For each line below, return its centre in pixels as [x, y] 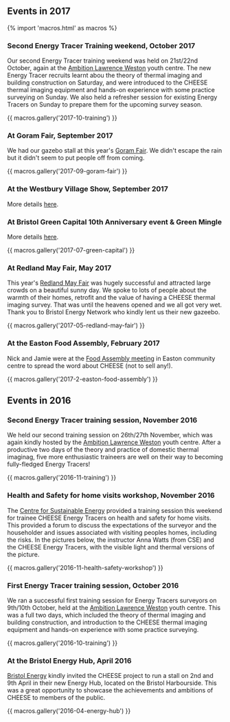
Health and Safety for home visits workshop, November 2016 [111, 496]
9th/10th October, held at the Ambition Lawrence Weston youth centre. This [114, 607]
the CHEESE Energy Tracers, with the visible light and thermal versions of [111, 547]
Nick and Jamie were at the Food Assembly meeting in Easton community [111, 358]
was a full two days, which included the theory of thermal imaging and [106, 615]
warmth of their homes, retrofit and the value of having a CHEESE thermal [111, 298]
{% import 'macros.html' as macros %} [62, 28]
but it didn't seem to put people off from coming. [76, 158]
